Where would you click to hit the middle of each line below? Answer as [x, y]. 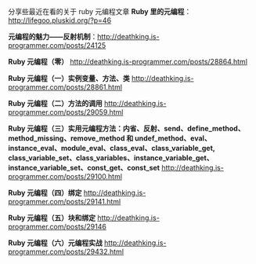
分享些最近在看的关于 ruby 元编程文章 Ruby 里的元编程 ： [100, 11]
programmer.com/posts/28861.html [65, 87]
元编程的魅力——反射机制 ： [53, 37]
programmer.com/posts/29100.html [65, 176]
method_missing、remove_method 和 [71, 138]
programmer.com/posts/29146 [58, 227]
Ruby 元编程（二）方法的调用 [56, 103]
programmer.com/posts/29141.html [65, 202]
